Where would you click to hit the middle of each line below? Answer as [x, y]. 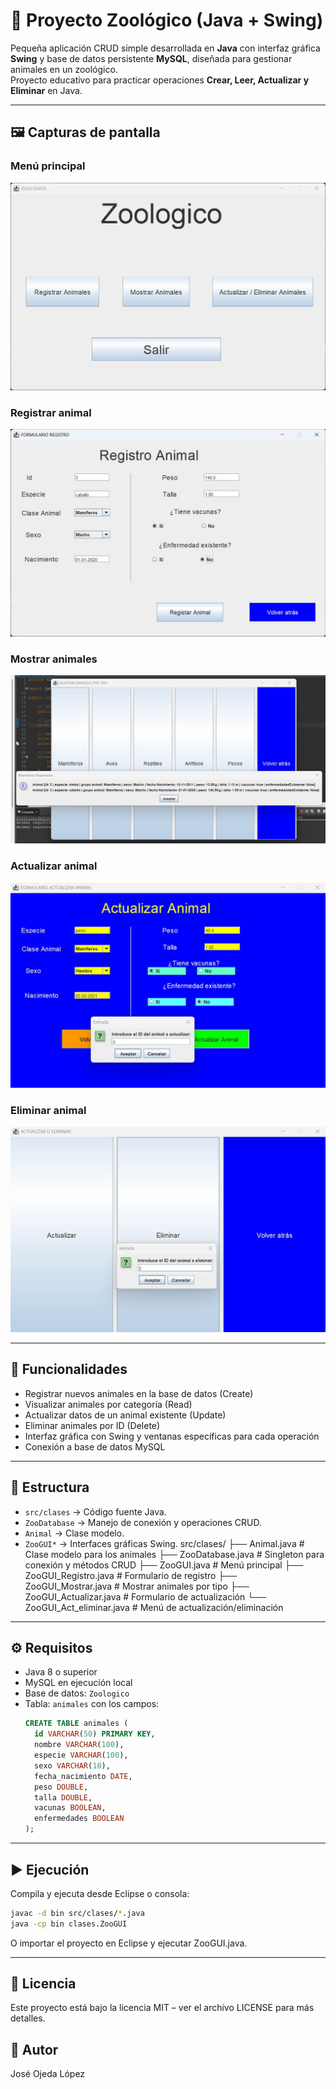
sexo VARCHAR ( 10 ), [72, 1765]
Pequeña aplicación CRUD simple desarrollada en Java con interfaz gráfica [165, 48]
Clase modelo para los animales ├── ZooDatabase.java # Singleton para [174, 1554]
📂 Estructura [50, 1487]
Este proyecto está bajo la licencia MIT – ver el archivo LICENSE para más [162, 2008]
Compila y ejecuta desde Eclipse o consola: [100, 1893]
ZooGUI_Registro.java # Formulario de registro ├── [131, 1575]
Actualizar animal [54, 866]
